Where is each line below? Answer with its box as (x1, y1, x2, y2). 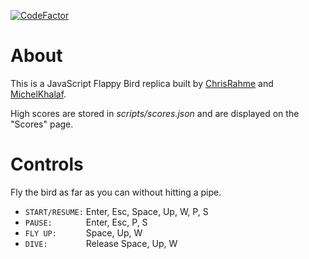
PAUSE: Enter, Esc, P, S (24, 216, 148, 228)
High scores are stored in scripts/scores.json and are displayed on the (10, 107, 300, 119)
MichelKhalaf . (10, 88, 67, 100)
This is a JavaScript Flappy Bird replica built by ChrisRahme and (10, 77, 274, 89)
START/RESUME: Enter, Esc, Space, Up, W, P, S (24, 205, 209, 217)
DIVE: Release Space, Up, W (24, 237, 178, 249)
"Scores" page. (10, 118, 74, 130)
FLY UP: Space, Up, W (24, 226, 143, 239)
